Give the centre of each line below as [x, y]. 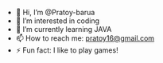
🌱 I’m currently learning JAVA [64, 29]
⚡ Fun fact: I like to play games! [67, 50]
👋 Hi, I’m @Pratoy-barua [55, 12]
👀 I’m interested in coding [58, 21]
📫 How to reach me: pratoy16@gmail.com [85, 38]
